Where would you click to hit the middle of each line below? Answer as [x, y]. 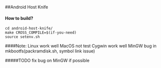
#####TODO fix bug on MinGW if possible [47, 61]
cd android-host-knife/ [29, 29]
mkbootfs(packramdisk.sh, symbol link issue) [50, 51]
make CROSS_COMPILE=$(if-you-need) [41, 33]
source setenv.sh [22, 37]
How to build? [19, 18]
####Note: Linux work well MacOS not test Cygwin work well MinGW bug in [81, 46]
